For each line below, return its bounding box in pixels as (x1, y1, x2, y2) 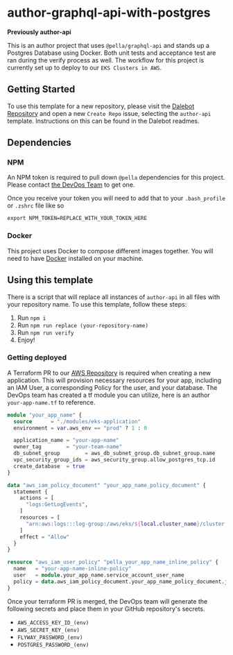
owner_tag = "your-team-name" (13, 443, 123, 450)
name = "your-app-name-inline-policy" (13, 565, 132, 572)
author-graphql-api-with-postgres (7, 5, 211, 21)
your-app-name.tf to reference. (7, 398, 96, 407)
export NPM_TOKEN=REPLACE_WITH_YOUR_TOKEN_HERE (7, 215, 148, 222)
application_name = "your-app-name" (13, 437, 119, 444)
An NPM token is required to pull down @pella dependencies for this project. (7, 173, 225, 182)
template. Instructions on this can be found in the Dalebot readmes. (7, 117, 200, 125)
